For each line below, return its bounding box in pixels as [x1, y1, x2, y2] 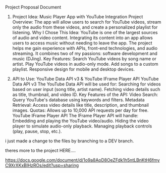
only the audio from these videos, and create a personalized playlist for [12, 24, 158, 30]
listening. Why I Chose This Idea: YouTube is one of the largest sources [12, 30, 158, 35]
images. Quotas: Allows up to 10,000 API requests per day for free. [12, 107, 149, 113]
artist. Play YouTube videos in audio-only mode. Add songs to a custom [12, 61, 159, 67]
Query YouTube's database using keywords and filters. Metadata [12, 97, 145, 103]
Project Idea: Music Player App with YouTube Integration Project [12, 14, 143, 19]
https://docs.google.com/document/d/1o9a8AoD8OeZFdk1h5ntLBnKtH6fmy [5, 157, 160, 163]
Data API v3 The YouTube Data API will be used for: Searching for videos [12, 81, 161, 87]
